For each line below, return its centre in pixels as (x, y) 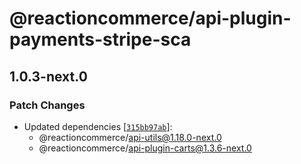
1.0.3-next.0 (48, 76)
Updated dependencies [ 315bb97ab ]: (98, 126)
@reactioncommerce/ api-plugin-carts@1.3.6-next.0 (145, 148)
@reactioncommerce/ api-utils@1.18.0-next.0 (130, 137)
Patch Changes (47, 105)
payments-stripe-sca (100, 39)
